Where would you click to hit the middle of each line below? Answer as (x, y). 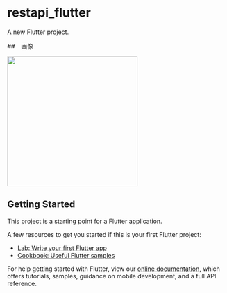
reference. (22, 283)
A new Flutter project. (38, 32)
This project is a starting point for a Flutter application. (85, 221)
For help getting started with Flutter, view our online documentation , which (114, 269)
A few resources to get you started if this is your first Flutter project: (104, 234)
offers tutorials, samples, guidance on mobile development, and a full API (112, 276)
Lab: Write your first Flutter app (62, 248)
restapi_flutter (49, 13)
